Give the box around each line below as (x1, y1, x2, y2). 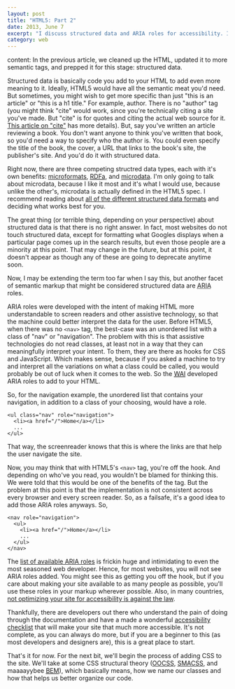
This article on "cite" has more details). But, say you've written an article (7, 121, 215, 130)
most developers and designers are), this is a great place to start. (7, 638, 195, 646)
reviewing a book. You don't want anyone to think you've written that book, (7, 129, 223, 138)
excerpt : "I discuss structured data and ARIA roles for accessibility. (7, 29, 224, 37)
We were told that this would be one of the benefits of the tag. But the (7, 479, 208, 487)
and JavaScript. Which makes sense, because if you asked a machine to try (7, 355, 226, 363)
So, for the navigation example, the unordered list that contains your (7, 391, 204, 399)
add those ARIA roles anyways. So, (7, 501, 108, 509)
